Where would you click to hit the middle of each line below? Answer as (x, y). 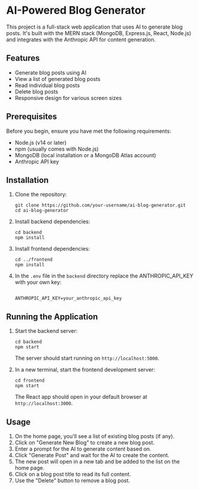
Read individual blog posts (47, 85)
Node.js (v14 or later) (41, 142)
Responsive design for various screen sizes (68, 98)
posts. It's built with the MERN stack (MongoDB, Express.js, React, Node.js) (99, 33)
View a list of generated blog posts (57, 79)
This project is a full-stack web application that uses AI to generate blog (94, 27)
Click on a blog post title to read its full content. (73, 474)
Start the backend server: (46, 331)
